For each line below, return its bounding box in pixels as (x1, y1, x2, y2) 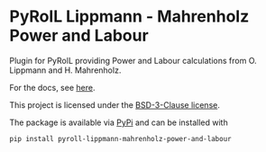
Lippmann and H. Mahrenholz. (9, 65, 122, 76)
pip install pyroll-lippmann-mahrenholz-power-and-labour (9, 134, 232, 143)
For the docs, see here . (9, 82, 96, 93)
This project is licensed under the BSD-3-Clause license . (9, 99, 221, 110)
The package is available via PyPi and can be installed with (9, 117, 228, 128)
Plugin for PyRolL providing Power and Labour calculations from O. (9, 55, 257, 66)
